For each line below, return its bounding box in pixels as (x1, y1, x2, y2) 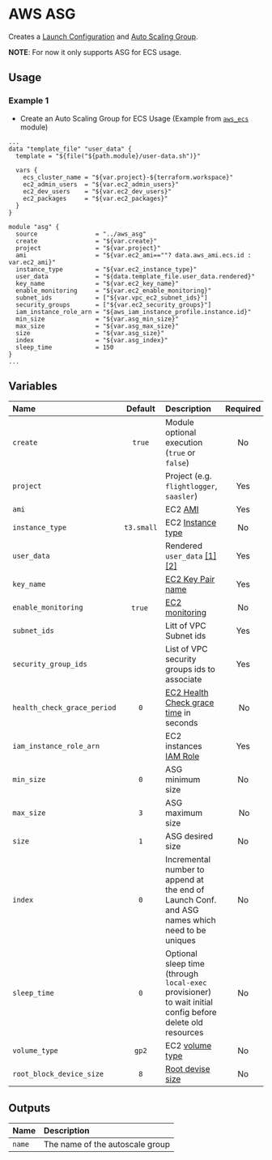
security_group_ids (12, 660, 87, 669)
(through (165, 968, 199, 979)
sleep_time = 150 (15, 343, 114, 351)
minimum (165, 774, 201, 785)
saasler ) (165, 491, 198, 502)
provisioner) (165, 987, 212, 998)
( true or (165, 447, 196, 458)
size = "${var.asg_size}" (15, 329, 164, 337)
